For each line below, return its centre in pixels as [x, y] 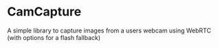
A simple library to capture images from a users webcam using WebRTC [109, 30]
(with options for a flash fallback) [54, 37]
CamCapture [44, 12]
